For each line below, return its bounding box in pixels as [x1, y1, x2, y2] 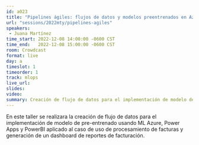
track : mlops [6, 75, 38, 80]
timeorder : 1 [6, 69, 38, 75]
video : [6, 91, 23, 97]
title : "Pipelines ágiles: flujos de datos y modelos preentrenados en [6, 14, 187, 20]
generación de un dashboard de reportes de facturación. [6, 131, 145, 139]
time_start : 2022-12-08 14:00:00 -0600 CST [6, 36, 115, 42]
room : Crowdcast [6, 47, 46, 53]
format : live [6, 53, 38, 59]
